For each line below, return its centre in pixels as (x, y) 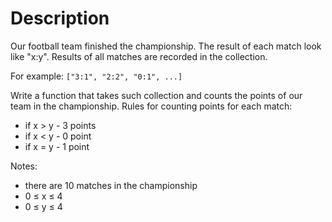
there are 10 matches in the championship (111, 185)
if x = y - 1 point (57, 146)
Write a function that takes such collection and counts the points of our (156, 95)
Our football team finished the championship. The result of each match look (166, 46)
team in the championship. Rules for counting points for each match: (151, 106)
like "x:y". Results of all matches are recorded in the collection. (139, 56)
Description (60, 18)
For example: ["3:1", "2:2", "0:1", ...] (96, 76)
